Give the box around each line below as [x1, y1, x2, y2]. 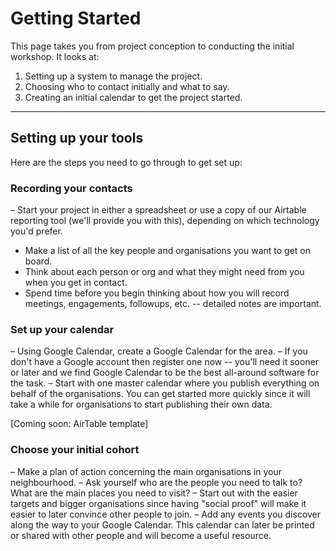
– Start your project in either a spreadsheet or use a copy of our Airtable [10, 204, 307, 216]
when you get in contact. [24, 277, 128, 289]
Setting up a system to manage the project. [24, 70, 203, 82]
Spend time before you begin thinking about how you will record [24, 287, 290, 299]
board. [24, 255, 53, 267]
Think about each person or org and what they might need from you [24, 266, 305, 278]
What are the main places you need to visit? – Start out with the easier [10, 487, 298, 499]
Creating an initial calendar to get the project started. [24, 91, 243, 103]
